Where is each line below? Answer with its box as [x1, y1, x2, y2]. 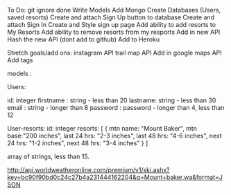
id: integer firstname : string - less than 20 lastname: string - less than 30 [7, 96, 216, 104]
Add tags [7, 56, 33, 64]
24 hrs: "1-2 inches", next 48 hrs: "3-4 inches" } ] [7, 139, 148, 147]
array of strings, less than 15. [7, 152, 90, 160]
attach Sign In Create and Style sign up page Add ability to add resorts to [7, 21, 216, 28]
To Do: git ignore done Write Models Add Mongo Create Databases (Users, [7, 6, 221, 14]
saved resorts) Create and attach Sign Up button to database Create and [7, 13, 215, 21]
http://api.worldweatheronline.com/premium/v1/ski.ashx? [7, 166, 170, 174]
